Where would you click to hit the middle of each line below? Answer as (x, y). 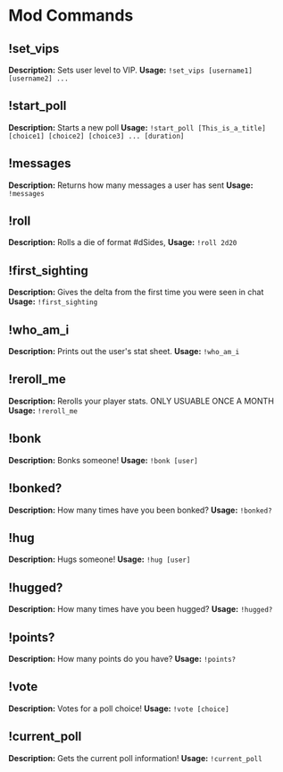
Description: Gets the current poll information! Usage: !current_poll (135, 758)
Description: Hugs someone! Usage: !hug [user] (100, 559)
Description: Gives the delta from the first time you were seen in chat (136, 293)
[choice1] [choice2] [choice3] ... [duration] (96, 136)
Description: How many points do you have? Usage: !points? (122, 658)
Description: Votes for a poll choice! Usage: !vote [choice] (119, 708)
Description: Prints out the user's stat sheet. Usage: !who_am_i (124, 352)
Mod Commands (71, 16)
